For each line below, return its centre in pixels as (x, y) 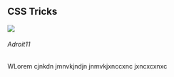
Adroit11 (19, 45)
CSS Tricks (32, 12)
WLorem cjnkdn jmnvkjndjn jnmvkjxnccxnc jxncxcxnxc (87, 66)
